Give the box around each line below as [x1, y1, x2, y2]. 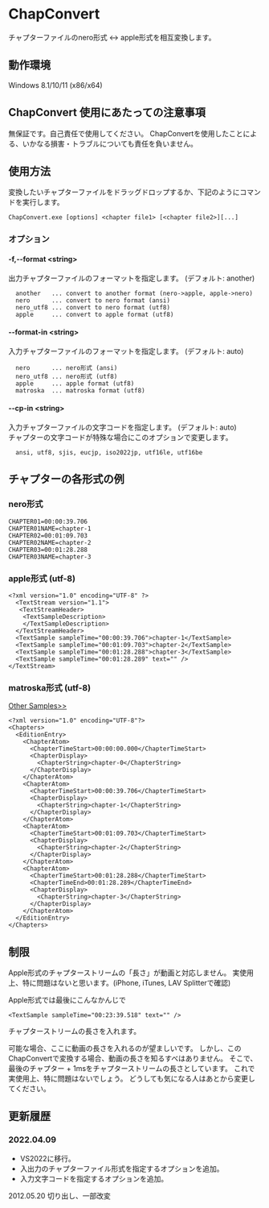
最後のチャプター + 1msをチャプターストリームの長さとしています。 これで [8, 1064, 255, 1073]
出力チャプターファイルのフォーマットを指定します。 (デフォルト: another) [8, 273, 255, 283]
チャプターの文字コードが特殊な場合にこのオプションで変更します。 [8, 432, 233, 442]
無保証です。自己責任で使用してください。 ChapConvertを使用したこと [8, 128, 243, 138]
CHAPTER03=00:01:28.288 [8, 546, 88, 554]
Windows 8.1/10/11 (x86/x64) [8, 80, 103, 89]
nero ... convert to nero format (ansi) [15, 296, 171, 305]
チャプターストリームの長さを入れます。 [8, 1027, 141, 1036]
